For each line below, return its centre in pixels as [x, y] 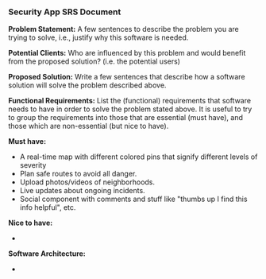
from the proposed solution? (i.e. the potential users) [94, 61]
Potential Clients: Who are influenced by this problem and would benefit [127, 53]
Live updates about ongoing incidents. [82, 191]
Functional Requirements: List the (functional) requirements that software [130, 101]
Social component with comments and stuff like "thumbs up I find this [133, 199]
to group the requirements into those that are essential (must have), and [126, 118]
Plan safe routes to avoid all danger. [78, 174]
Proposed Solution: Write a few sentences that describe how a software [127, 77]
